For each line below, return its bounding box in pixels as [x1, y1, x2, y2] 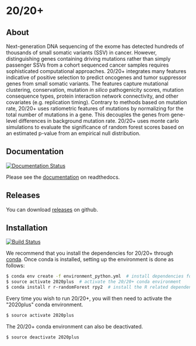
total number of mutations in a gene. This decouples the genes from [6, 111, 170, 118]
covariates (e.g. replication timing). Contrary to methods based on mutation [6, 99, 187, 106]
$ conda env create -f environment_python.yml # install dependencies [6, 274, 184, 279]
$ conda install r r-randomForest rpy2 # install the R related [6, 285, 168, 290]
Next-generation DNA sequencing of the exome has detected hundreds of [6, 43, 184, 50]
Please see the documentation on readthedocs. [6, 174, 120, 181]
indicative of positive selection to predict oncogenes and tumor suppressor [6, 74, 187, 81]
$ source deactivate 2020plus [6, 334, 80, 340]
